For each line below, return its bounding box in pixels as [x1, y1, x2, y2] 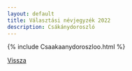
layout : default [7, 10, 54, 18]
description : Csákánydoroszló [7, 23, 96, 30]
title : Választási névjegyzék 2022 [7, 17, 111, 24]
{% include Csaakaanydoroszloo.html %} [7, 43, 126, 51]
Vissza [7, 56, 27, 65]
